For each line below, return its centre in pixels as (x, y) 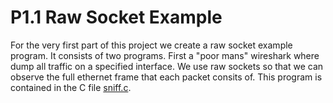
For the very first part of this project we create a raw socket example (151, 45)
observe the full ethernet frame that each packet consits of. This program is (166, 77)
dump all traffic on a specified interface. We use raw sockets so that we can (167, 66)
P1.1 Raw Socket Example (116, 17)
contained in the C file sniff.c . (71, 87)
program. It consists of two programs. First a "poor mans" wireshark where (165, 55)
